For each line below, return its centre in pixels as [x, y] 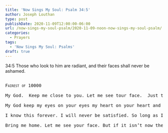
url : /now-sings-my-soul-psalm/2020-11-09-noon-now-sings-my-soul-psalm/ [84, 28]
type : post [16, 19]
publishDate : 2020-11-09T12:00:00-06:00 [48, 24]
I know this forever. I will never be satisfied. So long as [82, 115]
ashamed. [15, 71]
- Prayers [20, 38]
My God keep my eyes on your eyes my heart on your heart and [83, 105]
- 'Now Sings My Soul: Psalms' [42, 47]
